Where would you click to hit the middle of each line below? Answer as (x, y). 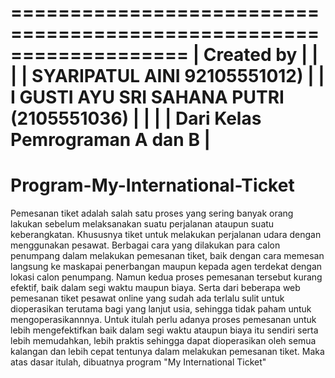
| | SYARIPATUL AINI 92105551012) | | (167, 76)
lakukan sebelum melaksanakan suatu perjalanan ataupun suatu (142, 224)
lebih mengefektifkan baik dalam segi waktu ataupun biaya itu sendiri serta (164, 330)
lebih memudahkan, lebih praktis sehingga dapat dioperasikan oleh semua (163, 341)
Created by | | (261, 55)
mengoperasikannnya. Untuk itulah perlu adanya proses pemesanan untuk (163, 320)
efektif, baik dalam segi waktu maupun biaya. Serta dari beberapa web (155, 288)
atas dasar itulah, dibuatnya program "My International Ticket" (138, 362)
